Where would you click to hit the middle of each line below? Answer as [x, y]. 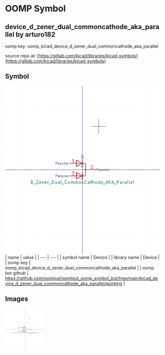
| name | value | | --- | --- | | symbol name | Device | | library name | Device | [82, 257]
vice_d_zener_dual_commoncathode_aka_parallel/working [64, 283]
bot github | [17, 273]
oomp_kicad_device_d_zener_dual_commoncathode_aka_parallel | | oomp [80, 268]
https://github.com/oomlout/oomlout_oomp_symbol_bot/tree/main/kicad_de [82, 278]
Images [17, 299]
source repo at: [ [22, 56]
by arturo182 [35, 34]
